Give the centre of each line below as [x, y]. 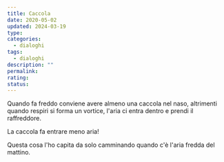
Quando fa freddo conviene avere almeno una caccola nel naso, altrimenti [112, 103]
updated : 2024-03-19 [37, 26]
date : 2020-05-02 [32, 20]
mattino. [19, 152]
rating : [18, 78]
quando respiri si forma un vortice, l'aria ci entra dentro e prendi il [100, 111]
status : [18, 84]
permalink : [23, 71]
